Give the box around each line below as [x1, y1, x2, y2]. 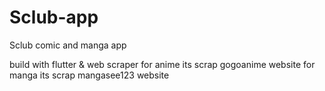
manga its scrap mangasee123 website [9, 69, 170, 81]
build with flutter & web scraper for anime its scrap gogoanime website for [9, 58, 316, 70]
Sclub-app [9, 6, 99, 29]
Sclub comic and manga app [9, 39, 127, 51]
